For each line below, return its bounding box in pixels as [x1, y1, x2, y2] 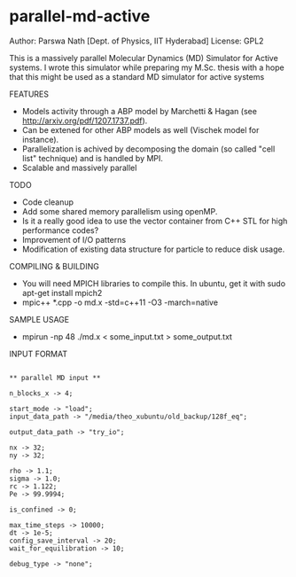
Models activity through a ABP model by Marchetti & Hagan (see [21, 105, 257, 116]
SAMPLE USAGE [9, 314, 69, 324]
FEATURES [9, 89, 50, 99]
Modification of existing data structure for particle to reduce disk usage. [21, 244, 285, 254]
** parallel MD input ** [9, 373, 101, 382]
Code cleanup [21, 197, 74, 207]
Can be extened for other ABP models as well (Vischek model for [21, 124, 260, 135]
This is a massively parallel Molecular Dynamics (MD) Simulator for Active [9, 52, 279, 63]
